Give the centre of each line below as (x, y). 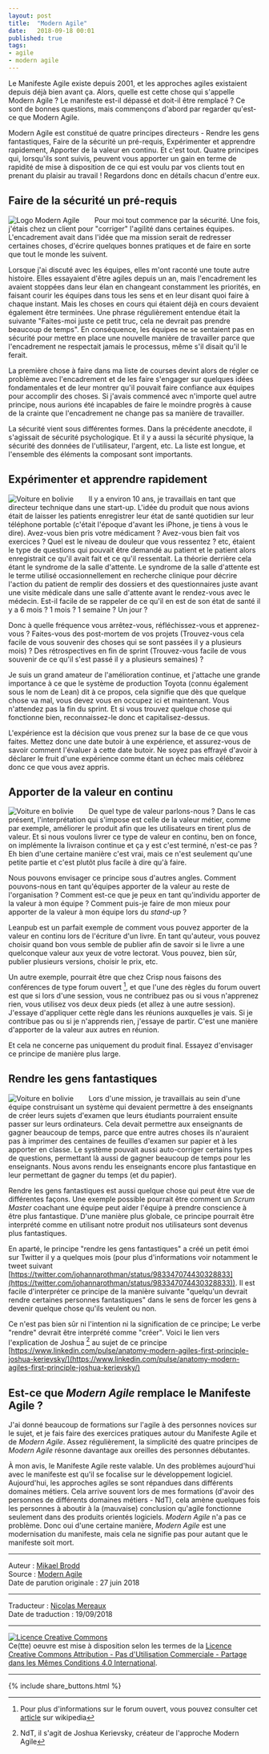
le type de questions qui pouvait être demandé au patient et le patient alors (132, 549)
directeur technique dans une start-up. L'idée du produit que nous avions (129, 507)
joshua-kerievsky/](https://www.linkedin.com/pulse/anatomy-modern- (124, 1359)
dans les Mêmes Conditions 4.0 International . (83, 1663)
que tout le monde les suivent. (58, 254)
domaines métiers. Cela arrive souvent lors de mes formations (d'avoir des (131, 1492)
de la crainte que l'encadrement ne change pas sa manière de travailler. (126, 413)
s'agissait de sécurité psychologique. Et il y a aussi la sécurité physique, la (131, 437)
